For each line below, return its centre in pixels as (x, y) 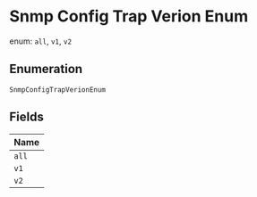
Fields (27, 117)
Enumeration (46, 69)
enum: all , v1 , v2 (41, 41)
